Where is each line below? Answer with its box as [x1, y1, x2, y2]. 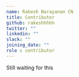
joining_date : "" [6, 42, 50, 48]
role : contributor [6, 48, 55, 54]
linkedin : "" [6, 31, 39, 37]
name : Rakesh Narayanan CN [6, 8, 74, 15]
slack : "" [6, 36, 31, 42]
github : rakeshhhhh [6, 20, 55, 26]
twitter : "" [6, 25, 36, 32]
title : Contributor [6, 14, 55, 20]
